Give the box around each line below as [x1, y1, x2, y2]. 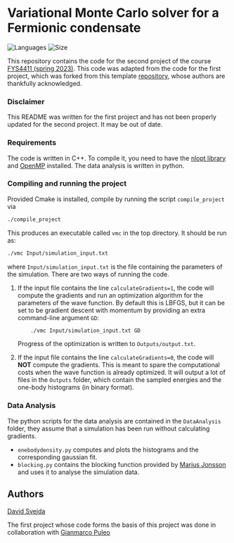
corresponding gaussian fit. [17, 452, 98, 461]
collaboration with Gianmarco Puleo [7, 528, 110, 536]
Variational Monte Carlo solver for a [7, 5, 219, 21]
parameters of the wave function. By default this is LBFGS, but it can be [17, 298, 225, 307]
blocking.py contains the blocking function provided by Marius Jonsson [17, 460, 226, 468]
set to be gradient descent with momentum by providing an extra [17, 306, 206, 314]
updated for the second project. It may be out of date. [7, 120, 163, 129]
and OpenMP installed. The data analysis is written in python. [7, 161, 185, 170]
